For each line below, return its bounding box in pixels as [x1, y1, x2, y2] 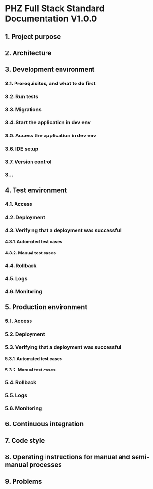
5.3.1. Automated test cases [5, 355, 62, 362]
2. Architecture [5, 49, 52, 57]
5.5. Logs [5, 392, 28, 399]
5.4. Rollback [5, 379, 37, 386]
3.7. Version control [5, 158, 52, 165]
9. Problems [5, 477, 42, 486]
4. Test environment [5, 186, 67, 195]
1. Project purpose [5, 33, 61, 41]
